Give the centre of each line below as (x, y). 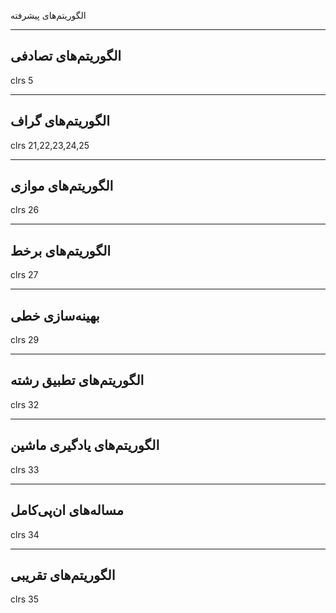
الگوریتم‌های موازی (62, 186)
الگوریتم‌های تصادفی (66, 56)
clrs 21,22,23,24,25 (50, 145)
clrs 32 (25, 404)
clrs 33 (25, 469)
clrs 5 (22, 80)
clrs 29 (25, 340)
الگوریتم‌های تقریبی (63, 575)
